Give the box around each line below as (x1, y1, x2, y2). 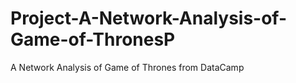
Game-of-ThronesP (10, 28, 176, 51)
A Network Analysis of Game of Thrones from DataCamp (10, 61, 245, 73)
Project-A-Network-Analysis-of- (10, 7, 288, 30)
